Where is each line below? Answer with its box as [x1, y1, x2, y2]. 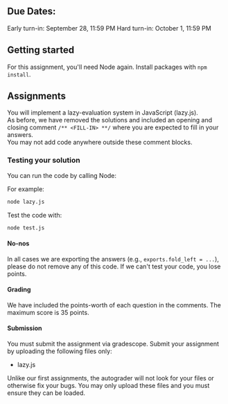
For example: [7, 184, 45, 193]
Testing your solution [7, 156, 81, 165]
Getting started [7, 45, 75, 56]
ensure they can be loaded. [7, 389, 85, 397]
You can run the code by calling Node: [7, 171, 116, 179]
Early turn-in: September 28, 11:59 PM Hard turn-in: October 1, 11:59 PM [7, 24, 211, 32]
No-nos [7, 239, 30, 248]
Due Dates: [7, 6, 56, 17]
